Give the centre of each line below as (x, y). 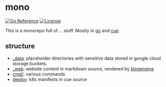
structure (20, 46)
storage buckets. (30, 63)
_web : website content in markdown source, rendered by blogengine (83, 69)
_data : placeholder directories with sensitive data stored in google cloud (86, 58)
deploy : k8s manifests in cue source (50, 79)
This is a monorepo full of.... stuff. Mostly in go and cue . (62, 30)
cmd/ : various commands (39, 74)
